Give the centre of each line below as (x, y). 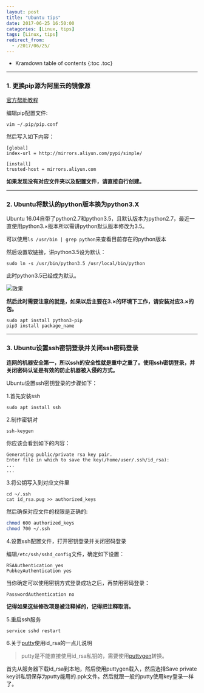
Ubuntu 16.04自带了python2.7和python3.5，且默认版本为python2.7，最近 (98, 219)
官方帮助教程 (22, 100)
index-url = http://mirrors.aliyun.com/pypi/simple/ (74, 153)
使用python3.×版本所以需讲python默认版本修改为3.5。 (79, 226)
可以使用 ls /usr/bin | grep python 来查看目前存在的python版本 (86, 239)
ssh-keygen (20, 431)
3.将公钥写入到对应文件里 (38, 482)
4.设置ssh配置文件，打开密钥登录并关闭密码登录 (66, 541)
